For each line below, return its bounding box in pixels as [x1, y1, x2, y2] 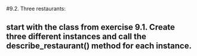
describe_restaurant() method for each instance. [6, 41, 192, 51]
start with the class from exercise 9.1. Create [6, 22, 175, 32]
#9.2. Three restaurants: [6, 5, 66, 12]
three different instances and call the [6, 32, 147, 42]
